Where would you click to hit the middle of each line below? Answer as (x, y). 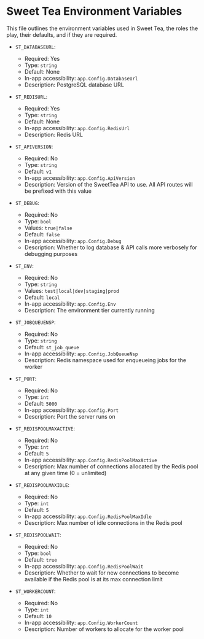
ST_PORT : (26, 378)
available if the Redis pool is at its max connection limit (93, 579)
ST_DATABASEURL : (36, 47)
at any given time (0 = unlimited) (65, 473)
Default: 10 (38, 616)
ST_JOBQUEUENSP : (36, 322)
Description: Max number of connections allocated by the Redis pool (111, 466)
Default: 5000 (41, 403)
